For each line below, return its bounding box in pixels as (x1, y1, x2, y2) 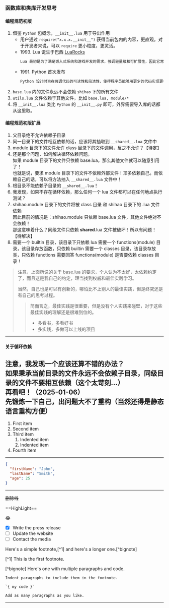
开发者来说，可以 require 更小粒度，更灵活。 (24, 43, 118, 49)
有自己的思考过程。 (17, 292, 58, 298)
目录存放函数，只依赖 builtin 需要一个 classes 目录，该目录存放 (26, 246, 156, 252)
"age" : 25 (10, 476, 30, 481)
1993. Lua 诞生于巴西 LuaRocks (20, 49, 86, 55)
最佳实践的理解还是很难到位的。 (30, 309, 97, 316)
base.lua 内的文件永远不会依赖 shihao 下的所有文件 (12, 88, 119, 94)
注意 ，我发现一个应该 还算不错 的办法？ (5, 359, 124, 369)
